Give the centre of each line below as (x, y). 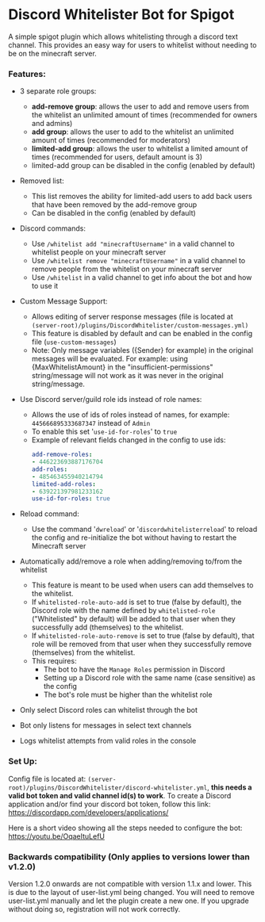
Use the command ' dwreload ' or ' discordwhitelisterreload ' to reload (144, 530)
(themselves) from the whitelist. (83, 652)
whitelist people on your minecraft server (99, 252)
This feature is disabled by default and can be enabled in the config (142, 334)
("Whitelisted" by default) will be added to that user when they (133, 619)
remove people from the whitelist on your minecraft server (127, 269)
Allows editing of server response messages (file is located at (132, 317)
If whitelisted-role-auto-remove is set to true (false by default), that (143, 636)
